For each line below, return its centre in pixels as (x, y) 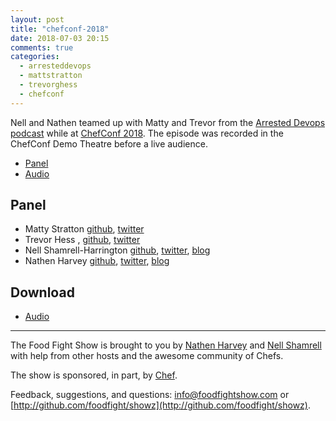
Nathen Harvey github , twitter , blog (97, 261)
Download (42, 292)
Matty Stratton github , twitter (84, 229)
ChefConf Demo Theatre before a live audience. (109, 143)
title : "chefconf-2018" (60, 29)
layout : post (37, 19)
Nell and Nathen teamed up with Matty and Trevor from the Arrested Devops (168, 122)
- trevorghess (48, 85)
